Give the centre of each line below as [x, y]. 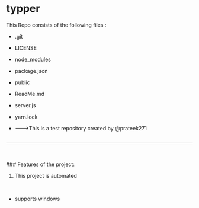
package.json [31, 71]
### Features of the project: [41, 164]
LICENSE [26, 48]
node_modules [33, 59]
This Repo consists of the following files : [56, 25]
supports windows [37, 199]
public [22, 82]
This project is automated [46, 175]
